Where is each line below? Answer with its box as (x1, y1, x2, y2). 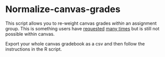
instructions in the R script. (5, 46, 63, 52)
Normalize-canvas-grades (5, 4, 120, 15)
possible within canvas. (5, 31, 55, 37)
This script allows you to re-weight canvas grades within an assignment (5, 20, 157, 26)
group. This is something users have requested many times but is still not (5, 25, 160, 31)
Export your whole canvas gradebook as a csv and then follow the (5, 40, 145, 46)
